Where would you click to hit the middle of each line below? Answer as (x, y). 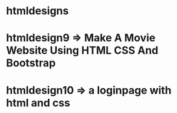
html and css (38, 103)
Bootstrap (31, 63)
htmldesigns (37, 11)
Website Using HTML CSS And (82, 51)
